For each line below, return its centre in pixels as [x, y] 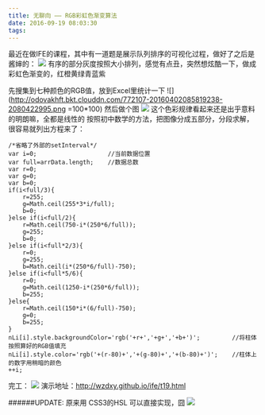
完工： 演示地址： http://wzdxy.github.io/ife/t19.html [97, 386]
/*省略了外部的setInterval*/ [53, 145]
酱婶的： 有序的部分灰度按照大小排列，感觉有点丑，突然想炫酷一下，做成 [132, 64]
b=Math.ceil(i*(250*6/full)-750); [79, 267]
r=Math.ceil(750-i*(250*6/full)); [79, 225]
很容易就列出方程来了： [46, 129]
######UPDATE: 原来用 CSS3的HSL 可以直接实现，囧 [97, 403]
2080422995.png [37, 109]
